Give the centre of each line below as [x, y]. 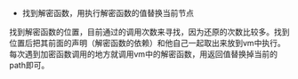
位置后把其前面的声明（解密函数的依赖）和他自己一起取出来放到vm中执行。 [148, 43]
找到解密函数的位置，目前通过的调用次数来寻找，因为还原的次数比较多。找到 [149, 32]
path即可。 [29, 65]
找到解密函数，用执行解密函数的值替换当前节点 [108, 13]
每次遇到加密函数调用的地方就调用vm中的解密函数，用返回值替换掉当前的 [144, 54]
